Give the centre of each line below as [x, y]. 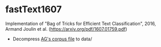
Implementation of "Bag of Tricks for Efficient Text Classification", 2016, [81, 24]
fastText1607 [34, 9]
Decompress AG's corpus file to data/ [52, 39]
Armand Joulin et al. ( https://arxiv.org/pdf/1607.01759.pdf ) [66, 29]
